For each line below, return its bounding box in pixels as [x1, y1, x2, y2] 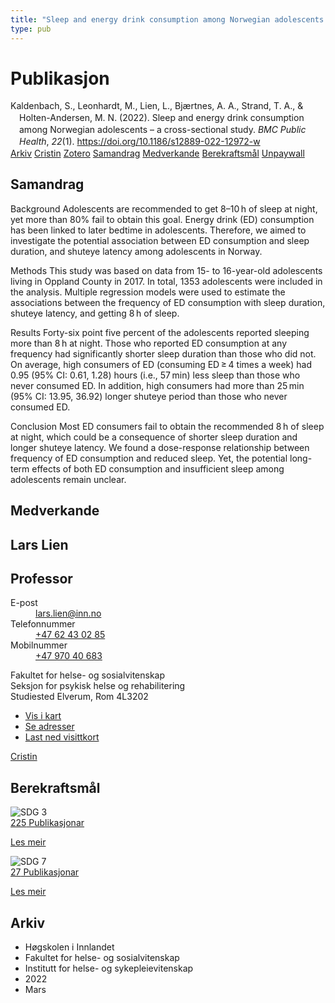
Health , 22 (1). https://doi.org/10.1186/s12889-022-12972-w [19, 136, 261, 148]
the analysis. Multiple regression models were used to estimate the [10, 286, 286, 298]
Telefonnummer [10, 618, 76, 630]
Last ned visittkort [24, 731, 100, 743]
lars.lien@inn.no [35, 607, 102, 620]
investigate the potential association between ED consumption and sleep [10, 234, 310, 246]
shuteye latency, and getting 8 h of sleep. [10, 307, 180, 319]
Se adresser [24, 721, 75, 733]
